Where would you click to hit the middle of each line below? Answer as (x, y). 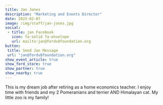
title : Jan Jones (23, 10)
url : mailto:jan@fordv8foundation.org (51, 42)
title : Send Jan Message (32, 50)
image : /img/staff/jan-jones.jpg (39, 23)
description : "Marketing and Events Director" (54, 14)
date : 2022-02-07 (23, 19)
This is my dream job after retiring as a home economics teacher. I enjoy (78, 87)
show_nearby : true (24, 73)
